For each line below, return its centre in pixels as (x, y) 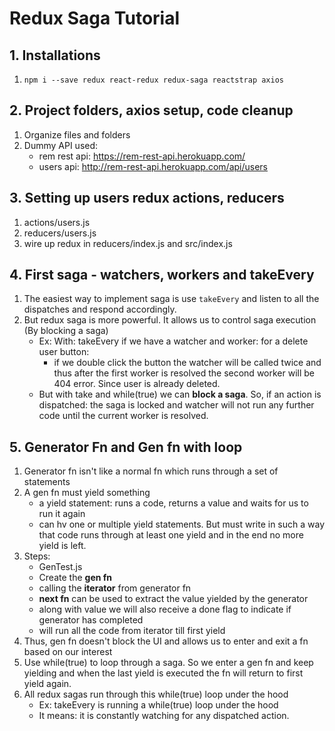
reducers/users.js (60, 233)
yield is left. (62, 546)
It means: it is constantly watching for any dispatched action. (164, 716)
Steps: (37, 556)
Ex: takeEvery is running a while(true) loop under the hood (158, 705)
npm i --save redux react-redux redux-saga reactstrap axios (154, 80)
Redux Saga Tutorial (95, 18)
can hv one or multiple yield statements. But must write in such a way (182, 524)
